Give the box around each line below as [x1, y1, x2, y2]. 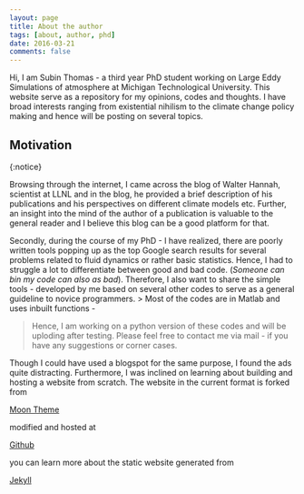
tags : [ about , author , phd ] [9, 30, 116, 39]
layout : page [9, 13, 59, 23]
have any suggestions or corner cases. [31, 339, 178, 350]
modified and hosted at [9, 421, 97, 432]
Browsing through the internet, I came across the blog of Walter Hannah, [9, 178, 281, 189]
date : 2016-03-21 [9, 38, 75, 48]
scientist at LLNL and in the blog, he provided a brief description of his [9, 188, 273, 199]
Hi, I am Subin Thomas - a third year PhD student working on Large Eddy [9, 72, 281, 83]
